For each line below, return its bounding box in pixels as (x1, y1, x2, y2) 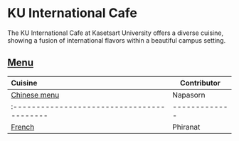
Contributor (180, 78, 221, 88)
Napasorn (172, 90, 206, 100)
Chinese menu (11, 90, 60, 100)
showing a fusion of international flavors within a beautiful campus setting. (7, 36, 226, 44)
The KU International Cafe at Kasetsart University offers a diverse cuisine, (7, 28, 224, 37)
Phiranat (172, 122, 201, 132)
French (11, 122, 35, 132)
